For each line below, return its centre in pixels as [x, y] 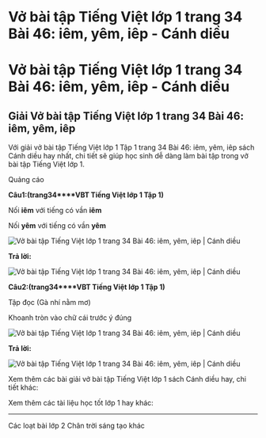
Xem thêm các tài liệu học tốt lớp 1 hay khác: [81, 403]
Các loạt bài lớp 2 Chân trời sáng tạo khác [76, 426]
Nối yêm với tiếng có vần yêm [57, 226]
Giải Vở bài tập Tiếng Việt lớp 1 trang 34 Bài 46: [126, 116]
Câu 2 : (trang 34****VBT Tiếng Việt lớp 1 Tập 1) [87, 287]
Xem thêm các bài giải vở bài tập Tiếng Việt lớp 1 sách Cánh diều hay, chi [127, 379]
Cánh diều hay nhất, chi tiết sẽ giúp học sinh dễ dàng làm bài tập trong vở [129, 156]
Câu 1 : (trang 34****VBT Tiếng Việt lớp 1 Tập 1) [86, 195]
